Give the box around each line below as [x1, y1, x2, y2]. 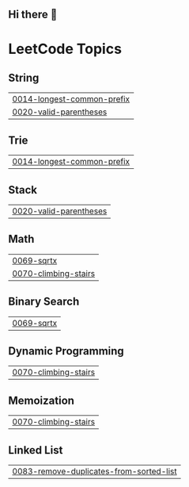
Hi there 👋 [8, 8, 58, 21]
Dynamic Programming [8, 344, 124, 358]
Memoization [8, 393, 75, 407]
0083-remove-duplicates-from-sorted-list [12, 466, 177, 477]
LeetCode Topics [8, 40, 123, 58]
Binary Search [8, 295, 80, 309]
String [8, 71, 40, 84]
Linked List [8, 443, 63, 457]
